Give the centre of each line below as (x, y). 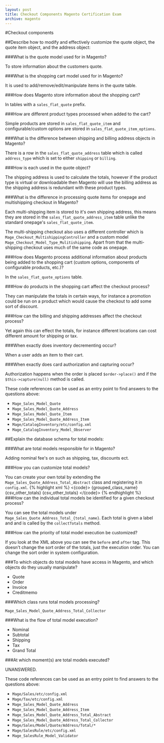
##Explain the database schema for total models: (55, 439)
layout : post (18, 10)
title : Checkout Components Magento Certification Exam (63, 14)
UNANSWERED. (21, 670)
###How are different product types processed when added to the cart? (78, 114)
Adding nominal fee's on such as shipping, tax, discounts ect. (67, 458)
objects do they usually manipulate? (41, 567)
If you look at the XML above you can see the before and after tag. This (78, 542)
